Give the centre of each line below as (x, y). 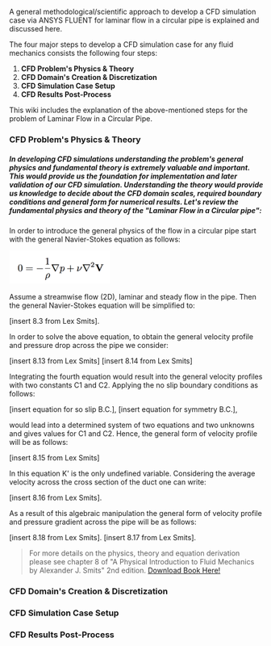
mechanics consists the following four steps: (83, 53)
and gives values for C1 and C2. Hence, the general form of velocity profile (133, 434)
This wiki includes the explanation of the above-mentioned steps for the (129, 110)
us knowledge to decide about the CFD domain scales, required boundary (135, 193)
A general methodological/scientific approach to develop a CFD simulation (133, 12)
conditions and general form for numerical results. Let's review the (124, 202)
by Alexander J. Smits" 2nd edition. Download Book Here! (125, 570)
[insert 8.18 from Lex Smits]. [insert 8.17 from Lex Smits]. (103, 538)
